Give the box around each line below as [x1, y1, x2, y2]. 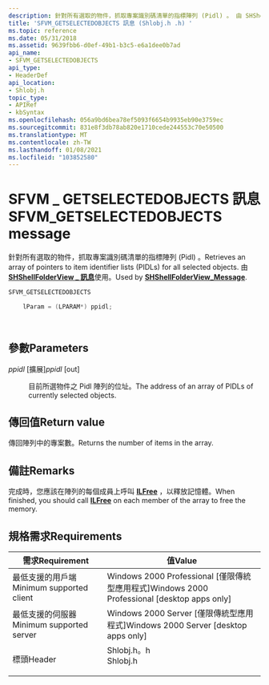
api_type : [8, 64, 42, 72]
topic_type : [8, 94, 48, 102]
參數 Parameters [8, 341, 89, 355]
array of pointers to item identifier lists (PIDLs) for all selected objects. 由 [8, 262, 248, 272]
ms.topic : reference [8, 26, 78, 34]
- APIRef [8, 101, 38, 109]
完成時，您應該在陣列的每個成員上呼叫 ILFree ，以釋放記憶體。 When [8, 486, 235, 497]
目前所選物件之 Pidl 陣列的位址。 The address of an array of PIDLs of [28, 381, 254, 391]
